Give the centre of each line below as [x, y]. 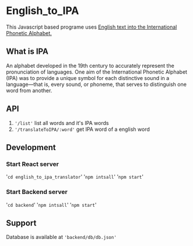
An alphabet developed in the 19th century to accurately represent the [90, 65]
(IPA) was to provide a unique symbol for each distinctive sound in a [88, 78]
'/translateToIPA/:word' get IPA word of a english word [82, 129]
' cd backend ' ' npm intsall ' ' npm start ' [51, 205]
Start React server [33, 164]
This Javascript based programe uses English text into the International [92, 27]
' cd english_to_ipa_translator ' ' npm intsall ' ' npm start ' [75, 177]
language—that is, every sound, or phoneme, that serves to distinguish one [96, 84]
